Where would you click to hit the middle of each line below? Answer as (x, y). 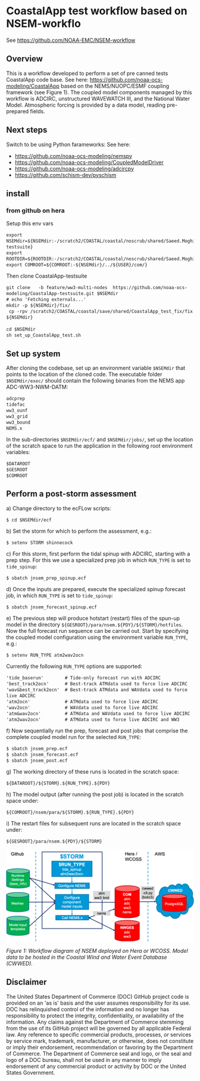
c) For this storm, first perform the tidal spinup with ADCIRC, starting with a (98, 554)
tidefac (16, 405)
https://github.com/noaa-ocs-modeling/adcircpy (74, 169)
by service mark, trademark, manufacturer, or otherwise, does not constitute (100, 1040)
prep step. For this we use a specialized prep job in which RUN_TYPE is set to (99, 560)
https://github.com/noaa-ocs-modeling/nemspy (74, 156)
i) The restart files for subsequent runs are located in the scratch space (94, 823)
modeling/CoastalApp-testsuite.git (50, 294)
